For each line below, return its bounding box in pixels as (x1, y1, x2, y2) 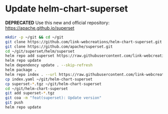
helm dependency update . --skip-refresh (5, 63, 93, 68)
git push (5, 100, 23, 105)
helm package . (5, 67, 37, 73)
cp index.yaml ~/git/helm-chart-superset (5, 76, 93, 82)
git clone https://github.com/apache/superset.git (5, 44, 113, 49)
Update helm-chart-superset (5, 3, 128, 15)
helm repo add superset (5, 53, 55, 58)
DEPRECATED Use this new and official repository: (5, 20, 110, 26)
